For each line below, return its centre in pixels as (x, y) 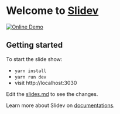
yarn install (30, 71)
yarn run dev (30, 77)
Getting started (35, 45)
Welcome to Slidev (52, 11)
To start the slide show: (34, 59)
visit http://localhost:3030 (46, 83)
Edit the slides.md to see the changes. (52, 94)
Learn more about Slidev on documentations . (61, 105)
